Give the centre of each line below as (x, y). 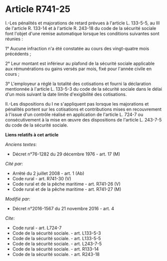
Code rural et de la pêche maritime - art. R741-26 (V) (66, 184)
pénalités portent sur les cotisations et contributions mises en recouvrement (83, 109)
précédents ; (18, 54)
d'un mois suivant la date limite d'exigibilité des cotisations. (66, 94)
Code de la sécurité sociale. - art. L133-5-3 (57, 233)
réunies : (14, 39)
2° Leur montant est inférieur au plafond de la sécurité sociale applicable (80, 63)
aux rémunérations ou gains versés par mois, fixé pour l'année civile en (79, 69)
